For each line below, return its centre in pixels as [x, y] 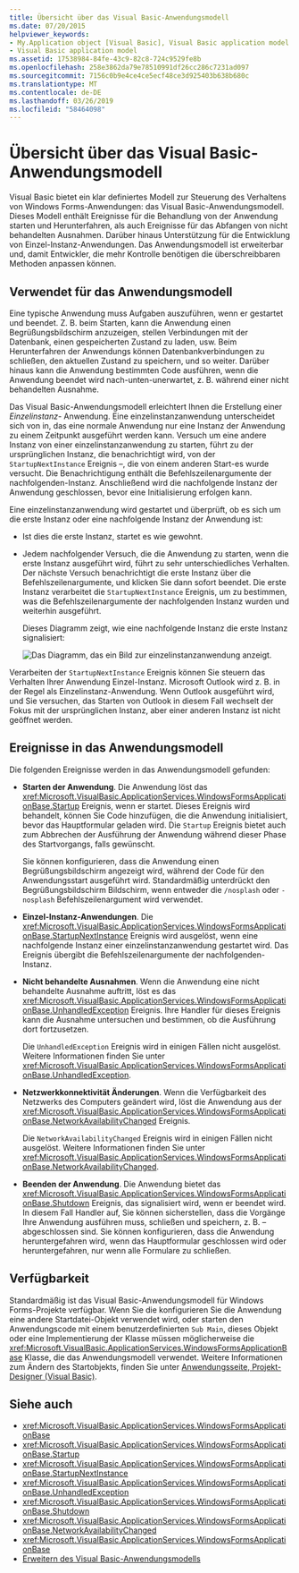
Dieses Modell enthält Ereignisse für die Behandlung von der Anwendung [144, 217]
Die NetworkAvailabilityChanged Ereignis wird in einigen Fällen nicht [147, 1138]
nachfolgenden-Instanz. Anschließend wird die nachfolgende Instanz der [144, 483]
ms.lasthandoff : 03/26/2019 [62, 101]
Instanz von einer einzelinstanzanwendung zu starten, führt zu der [132, 445]
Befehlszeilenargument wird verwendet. [130, 899]
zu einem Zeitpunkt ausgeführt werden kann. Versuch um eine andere [138, 435]
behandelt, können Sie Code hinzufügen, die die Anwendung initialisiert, [155, 815]
